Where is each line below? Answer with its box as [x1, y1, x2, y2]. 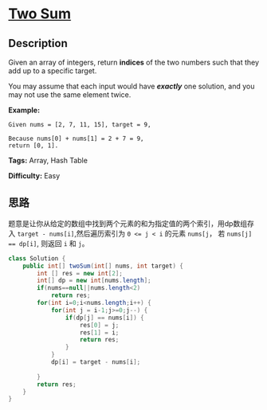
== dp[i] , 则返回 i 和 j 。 [8, 238, 89, 248]
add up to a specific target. [8, 66, 97, 76]
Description [8, 37, 68, 50]
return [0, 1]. [8, 142, 59, 150]
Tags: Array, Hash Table [8, 156, 88, 165]
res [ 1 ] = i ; [79, 328, 120, 337]
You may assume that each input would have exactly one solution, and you [8, 81, 255, 91]
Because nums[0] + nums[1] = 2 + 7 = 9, [8, 135, 145, 143]
